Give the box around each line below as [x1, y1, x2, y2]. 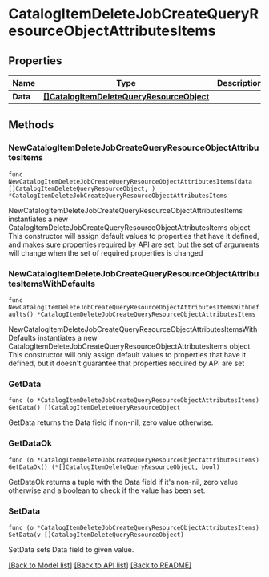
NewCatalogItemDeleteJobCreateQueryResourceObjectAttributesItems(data [8, 177, 252, 185]
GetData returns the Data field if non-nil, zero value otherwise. [8, 418, 214, 427]
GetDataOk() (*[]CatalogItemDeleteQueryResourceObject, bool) [8, 462, 220, 471]
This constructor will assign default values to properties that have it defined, [8, 231, 260, 240]
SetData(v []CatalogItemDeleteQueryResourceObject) [8, 531, 184, 539]
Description [217, 78, 263, 88]
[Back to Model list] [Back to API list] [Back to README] [8, 560, 192, 570]
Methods [8, 118, 54, 132]
